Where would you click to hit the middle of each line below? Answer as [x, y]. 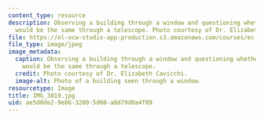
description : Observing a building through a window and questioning [125, 23]
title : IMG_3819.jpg [42, 96]
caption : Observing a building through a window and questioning [125, 59]
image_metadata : [35, 52]
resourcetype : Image [42, 88]
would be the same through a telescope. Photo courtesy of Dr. [121, 30]
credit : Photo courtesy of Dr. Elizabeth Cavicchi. [102, 74]
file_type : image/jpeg [45, 45]
